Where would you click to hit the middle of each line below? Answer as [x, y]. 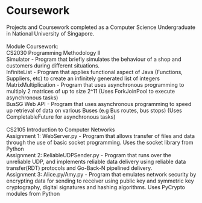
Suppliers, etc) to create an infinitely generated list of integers [83, 78]
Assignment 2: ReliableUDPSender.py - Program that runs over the [89, 155]
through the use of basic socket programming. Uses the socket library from [100, 142]
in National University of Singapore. [50, 33]
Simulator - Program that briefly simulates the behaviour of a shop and [94, 59]
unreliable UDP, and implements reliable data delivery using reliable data [96, 161]
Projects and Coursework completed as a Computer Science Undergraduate [101, 27]
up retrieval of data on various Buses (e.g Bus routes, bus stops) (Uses [94, 110]
